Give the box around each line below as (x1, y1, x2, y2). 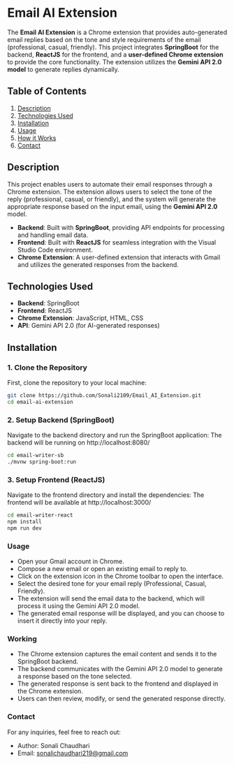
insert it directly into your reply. (17, 617, 108, 625)
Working (7, 634, 37, 644)
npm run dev (7, 524, 42, 532)
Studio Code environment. (17, 245, 93, 254)
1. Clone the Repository (7, 362, 87, 372)
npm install (7, 519, 42, 526)
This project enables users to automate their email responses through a (7, 180, 213, 188)
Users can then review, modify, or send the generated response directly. (17, 694, 226, 703)
